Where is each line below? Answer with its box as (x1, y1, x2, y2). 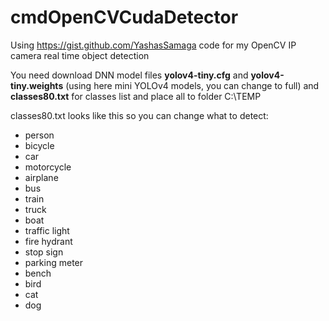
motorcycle (24, 161, 72, 173)
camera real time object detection (10, 49, 150, 61)
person (24, 129, 55, 141)
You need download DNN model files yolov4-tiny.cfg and (10, 69, 249, 81)
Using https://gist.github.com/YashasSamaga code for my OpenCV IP (10, 39, 297, 51)
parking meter (24, 256, 84, 268)
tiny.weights (10, 79, 64, 91)
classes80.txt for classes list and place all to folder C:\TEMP (10, 90, 262, 102)
